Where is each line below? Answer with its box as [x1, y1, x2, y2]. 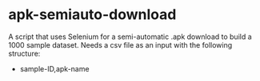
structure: [8, 48, 41, 58]
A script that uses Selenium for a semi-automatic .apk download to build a [8, 32, 252, 41]
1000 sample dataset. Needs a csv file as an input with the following [8, 40, 233, 49]
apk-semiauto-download [8, 6, 177, 24]
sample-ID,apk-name [19, 64, 90, 73]
